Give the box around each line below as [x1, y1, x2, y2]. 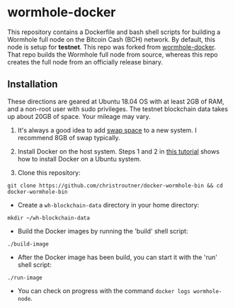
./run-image [7, 274, 42, 281]
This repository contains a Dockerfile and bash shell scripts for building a [7, 28, 221, 36]
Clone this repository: [17, 168, 81, 177]
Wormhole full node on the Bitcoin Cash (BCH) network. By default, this [7, 35, 216, 43]
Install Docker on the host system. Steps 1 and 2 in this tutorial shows [17, 147, 220, 156]
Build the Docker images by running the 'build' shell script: [17, 227, 189, 235]
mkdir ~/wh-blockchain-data [7, 214, 91, 222]
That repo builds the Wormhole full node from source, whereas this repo [7, 50, 218, 59]
